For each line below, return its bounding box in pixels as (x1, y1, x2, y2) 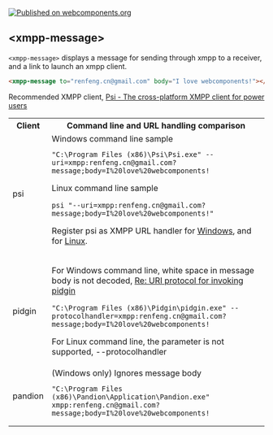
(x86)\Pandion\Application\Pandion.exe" (51, 392, 210, 402)
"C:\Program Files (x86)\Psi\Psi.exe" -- (51, 150, 214, 159)
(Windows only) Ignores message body (51, 367, 201, 378)
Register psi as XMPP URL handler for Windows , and (51, 224, 252, 236)
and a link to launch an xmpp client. (8, 61, 128, 71)
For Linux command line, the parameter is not (51, 336, 225, 347)
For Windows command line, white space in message (51, 264, 254, 276)
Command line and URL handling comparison (66, 120, 246, 131)
